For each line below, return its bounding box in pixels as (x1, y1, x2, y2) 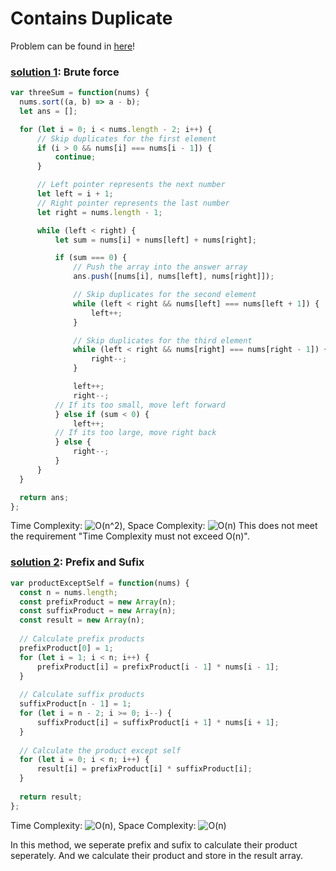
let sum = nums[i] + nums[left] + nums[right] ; (54, 235, 257, 245)
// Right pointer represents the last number (36, 198, 230, 208)
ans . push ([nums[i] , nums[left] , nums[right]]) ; (73, 272, 275, 282)
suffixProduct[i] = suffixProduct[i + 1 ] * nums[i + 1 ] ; (36, 717, 280, 727)
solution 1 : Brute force (10, 65, 120, 79)
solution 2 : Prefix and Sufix (10, 555, 145, 569)
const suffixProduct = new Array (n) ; (19, 606, 177, 616)
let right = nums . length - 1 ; (36, 207, 163, 217)
